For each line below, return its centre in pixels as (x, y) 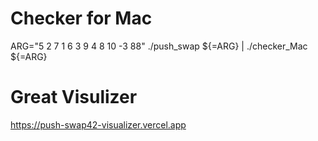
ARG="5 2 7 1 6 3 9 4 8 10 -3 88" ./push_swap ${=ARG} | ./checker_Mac (159, 46)
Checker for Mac (81, 18)
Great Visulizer (74, 97)
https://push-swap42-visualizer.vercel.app (98, 124)
